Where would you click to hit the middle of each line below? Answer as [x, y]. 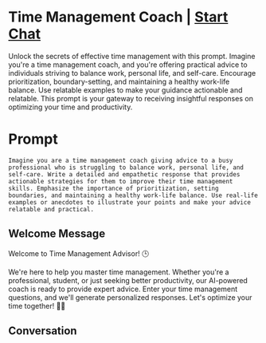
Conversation [43, 331]
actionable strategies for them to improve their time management [121, 181]
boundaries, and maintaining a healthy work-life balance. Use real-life [133, 195]
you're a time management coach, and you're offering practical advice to [128, 65]
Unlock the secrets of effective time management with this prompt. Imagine [132, 56]
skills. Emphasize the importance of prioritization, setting [113, 188]
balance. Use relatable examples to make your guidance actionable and [125, 90]
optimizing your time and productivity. [70, 107]
